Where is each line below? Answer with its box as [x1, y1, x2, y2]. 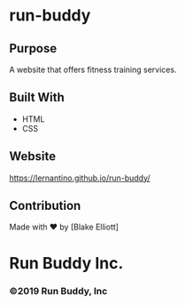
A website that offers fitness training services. [9, 64, 177, 75]
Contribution [9, 198, 81, 213]
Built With [9, 90, 65, 105]
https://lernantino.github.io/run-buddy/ [9, 173, 150, 183]
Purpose [9, 41, 58, 56]
